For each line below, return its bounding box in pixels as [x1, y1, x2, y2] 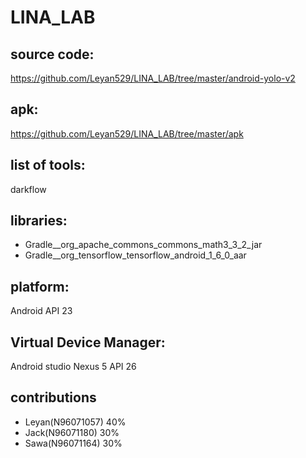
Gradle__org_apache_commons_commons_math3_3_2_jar [24, 239, 263, 251]
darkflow [10, 183, 47, 195]
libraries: [10, 212, 68, 230]
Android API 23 [10, 305, 73, 317]
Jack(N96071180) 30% [24, 426, 120, 438]
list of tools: [10, 157, 86, 174]
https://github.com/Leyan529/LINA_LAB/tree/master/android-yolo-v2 [10, 72, 296, 84]
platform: [10, 278, 70, 295]
